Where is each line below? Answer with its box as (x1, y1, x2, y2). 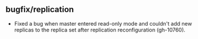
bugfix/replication (5, 5, 74, 15)
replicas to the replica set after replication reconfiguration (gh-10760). (14, 26, 186, 33)
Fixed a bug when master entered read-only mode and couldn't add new (14, 20, 193, 27)
